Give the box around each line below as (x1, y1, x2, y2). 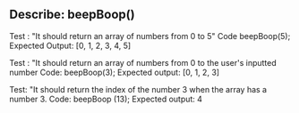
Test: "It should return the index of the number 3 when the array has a (9, 84, 267, 94)
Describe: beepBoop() (9, 7, 136, 22)
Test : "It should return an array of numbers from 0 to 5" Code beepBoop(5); (9, 30, 291, 41)
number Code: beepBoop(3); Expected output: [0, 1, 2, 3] (9, 67, 220, 77)
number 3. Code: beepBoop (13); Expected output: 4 (9, 93, 203, 104)
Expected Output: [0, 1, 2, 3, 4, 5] (9, 40, 132, 51)
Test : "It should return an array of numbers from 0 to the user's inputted (9, 57, 278, 68)
